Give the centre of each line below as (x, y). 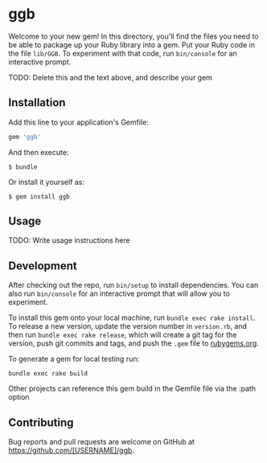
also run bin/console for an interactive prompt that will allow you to (119, 293)
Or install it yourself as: (46, 182)
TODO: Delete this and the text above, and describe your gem (111, 77)
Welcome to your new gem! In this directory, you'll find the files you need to (133, 36)
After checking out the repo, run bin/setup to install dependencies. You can (133, 285)
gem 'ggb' (25, 137)
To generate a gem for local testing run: (74, 359)
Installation (37, 102)
